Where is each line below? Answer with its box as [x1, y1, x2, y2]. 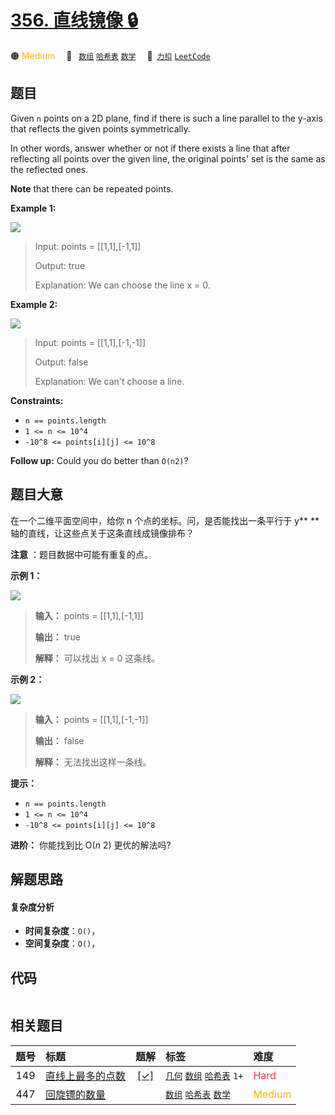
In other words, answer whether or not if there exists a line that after [10, 142, 291, 154]
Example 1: [10, 202, 57, 214]
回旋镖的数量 [45, 1087, 107, 1101]
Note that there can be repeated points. [10, 182, 174, 195]
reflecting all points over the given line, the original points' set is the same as [10, 152, 326, 165]
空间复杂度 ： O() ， [24, 937, 101, 950]
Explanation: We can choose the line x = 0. [34, 279, 211, 291]
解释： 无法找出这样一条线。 [34, 756, 152, 768]
